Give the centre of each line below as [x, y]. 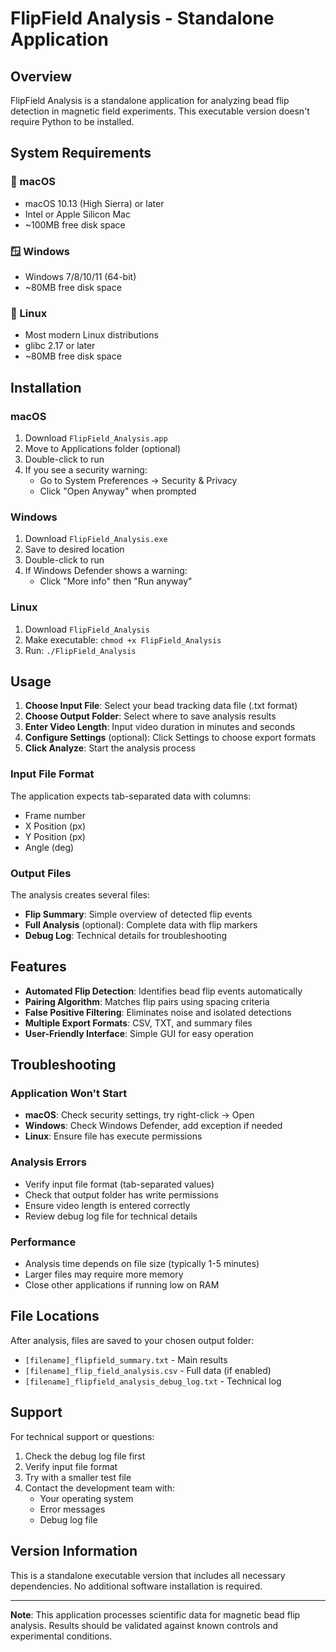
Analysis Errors [48, 1162]
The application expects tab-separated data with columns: [131, 796]
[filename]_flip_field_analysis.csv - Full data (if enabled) [148, 1370]
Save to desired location [74, 549]
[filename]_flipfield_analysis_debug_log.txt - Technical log [153, 1381]
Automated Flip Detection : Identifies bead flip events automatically [163, 991]
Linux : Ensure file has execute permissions [113, 1136]
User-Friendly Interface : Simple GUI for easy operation [139, 1033]
